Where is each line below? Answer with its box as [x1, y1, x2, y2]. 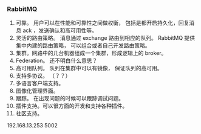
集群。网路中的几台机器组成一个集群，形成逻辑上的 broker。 [15, 49, 167, 57]
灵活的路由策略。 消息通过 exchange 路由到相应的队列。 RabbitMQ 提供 [15, 34, 196, 42]
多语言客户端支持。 [15, 80, 64, 87]
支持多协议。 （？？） [15, 72, 71, 80]
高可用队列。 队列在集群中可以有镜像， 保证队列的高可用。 [15, 65, 163, 72]
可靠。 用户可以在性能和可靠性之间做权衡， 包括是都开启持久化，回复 [15, 19, 189, 27]
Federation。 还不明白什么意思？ [15, 57, 98, 65]
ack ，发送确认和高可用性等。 [22, 27, 98, 34]
